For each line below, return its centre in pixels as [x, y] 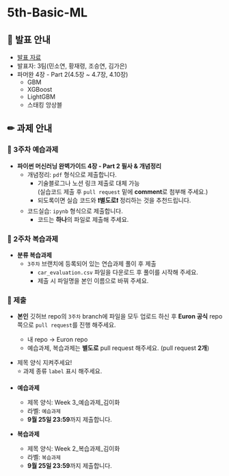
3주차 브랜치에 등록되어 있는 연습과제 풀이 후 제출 [92, 263]
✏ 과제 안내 [30, 128]
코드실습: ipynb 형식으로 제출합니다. [75, 211]
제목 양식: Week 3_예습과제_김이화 [73, 403]
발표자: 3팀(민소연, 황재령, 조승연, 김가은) [72, 66]
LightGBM [41, 97]
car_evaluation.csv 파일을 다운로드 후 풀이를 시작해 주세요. [118, 272]
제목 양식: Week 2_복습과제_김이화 [73, 449]
